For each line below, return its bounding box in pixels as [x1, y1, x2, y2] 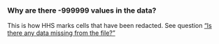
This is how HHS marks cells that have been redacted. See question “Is [7, 22, 212, 30]
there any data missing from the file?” [7, 29, 115, 37]
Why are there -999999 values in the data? [7, 6, 157, 15]
